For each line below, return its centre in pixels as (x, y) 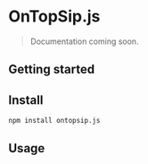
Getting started (52, 69)
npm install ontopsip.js (54, 121)
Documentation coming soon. (84, 41)
